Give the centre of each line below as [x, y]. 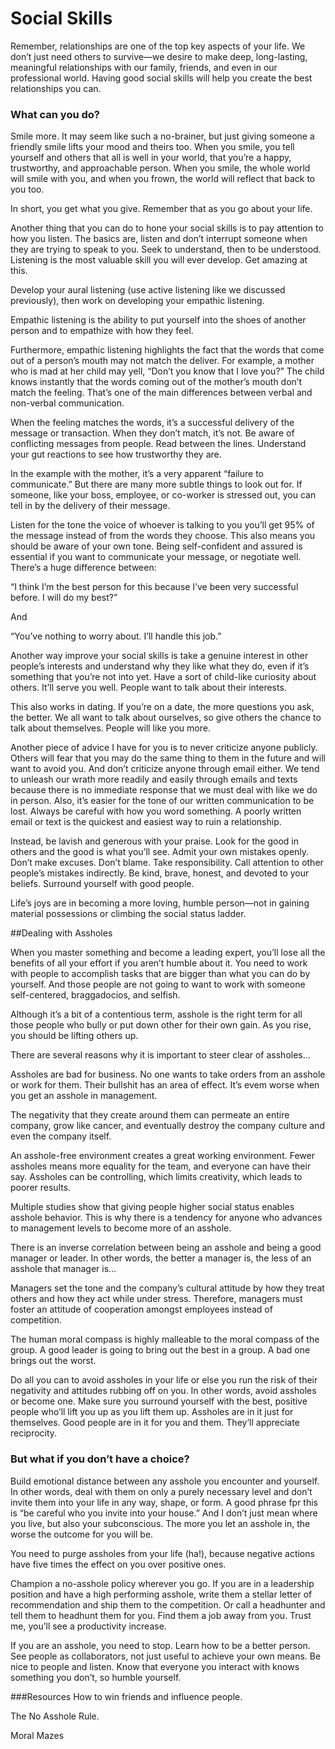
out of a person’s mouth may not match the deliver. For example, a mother [162, 361]
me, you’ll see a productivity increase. [88, 1626]
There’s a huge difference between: [83, 568]
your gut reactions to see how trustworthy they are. [116, 454]
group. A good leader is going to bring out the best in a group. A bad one [160, 1350]
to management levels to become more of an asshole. [121, 1228]
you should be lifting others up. [74, 1036]
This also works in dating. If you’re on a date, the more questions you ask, [162, 707]
